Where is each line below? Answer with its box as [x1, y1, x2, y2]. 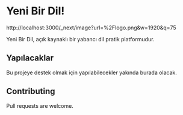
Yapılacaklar [6, 53, 54, 63]
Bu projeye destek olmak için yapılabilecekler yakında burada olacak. [6, 69, 178, 76]
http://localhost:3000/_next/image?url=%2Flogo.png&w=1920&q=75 [6, 24, 176, 31]
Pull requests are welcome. [6, 102, 73, 109]
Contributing [6, 86, 55, 96]
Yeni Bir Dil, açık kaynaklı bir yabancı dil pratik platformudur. [6, 35, 155, 43]
